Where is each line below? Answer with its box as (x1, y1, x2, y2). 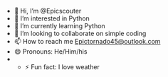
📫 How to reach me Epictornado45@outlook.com (14, 37, 161, 45)
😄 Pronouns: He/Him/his (14, 47, 88, 56)
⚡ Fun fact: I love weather (24, 63, 100, 71)
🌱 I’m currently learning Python (14, 22, 105, 30)
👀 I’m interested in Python (14, 14, 90, 23)
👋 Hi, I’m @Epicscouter (14, 7, 82, 15)
